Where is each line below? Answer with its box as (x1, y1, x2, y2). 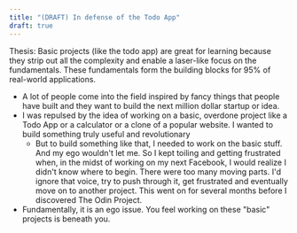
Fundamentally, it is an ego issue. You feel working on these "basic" (21, 204, 270, 214)
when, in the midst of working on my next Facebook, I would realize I (35, 157, 286, 167)
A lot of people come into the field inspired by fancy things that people (21, 90, 280, 102)
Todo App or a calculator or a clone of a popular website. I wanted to (21, 119, 273, 129)
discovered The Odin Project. (35, 194, 143, 205)
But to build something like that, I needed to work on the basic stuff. (35, 138, 283, 149)
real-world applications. (9, 74, 96, 84)
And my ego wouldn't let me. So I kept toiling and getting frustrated (35, 147, 281, 158)
